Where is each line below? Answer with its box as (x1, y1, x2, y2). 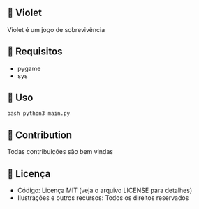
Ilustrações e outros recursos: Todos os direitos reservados (17, 194, 189, 202)
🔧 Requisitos (7, 46, 63, 58)
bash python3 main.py (7, 110, 71, 117)
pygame (17, 64, 41, 72)
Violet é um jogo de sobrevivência (7, 25, 105, 33)
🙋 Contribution (7, 129, 72, 141)
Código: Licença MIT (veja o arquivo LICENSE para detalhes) (17, 186, 193, 195)
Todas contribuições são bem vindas (7, 148, 114, 156)
